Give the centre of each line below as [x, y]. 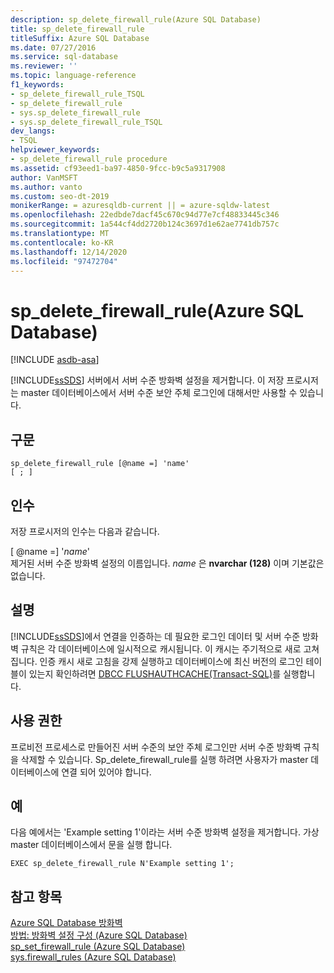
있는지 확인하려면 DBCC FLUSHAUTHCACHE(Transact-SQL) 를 [155, 673]
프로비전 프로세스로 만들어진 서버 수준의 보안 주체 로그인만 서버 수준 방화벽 [156, 747]
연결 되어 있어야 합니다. [106, 772]
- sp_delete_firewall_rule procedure [89, 159]
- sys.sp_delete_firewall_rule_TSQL [86, 122]
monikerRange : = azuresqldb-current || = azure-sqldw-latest [140, 206]
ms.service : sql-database [64, 57]
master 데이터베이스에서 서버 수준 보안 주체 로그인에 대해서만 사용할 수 [159, 393]
